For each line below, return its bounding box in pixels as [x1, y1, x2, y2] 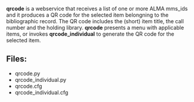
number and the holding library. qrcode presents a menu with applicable [6, 24, 184, 31]
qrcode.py [14, 70, 41, 77]
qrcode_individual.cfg [14, 89, 69, 96]
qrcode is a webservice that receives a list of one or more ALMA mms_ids [6, 5, 188, 12]
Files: [6, 54, 27, 64]
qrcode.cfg [14, 82, 42, 89]
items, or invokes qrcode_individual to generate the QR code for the [6, 30, 175, 38]
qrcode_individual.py [14, 76, 67, 83]
